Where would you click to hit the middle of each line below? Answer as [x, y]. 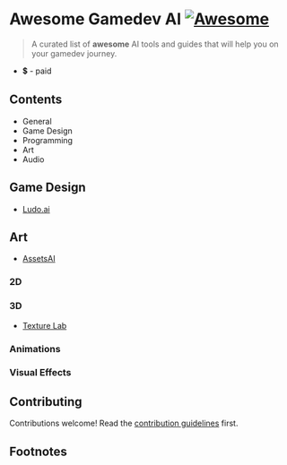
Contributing [46, 402]
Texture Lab [44, 325]
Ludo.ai [36, 209]
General [37, 121]
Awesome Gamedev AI [96, 19]
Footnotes [38, 451]
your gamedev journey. [74, 53]
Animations [35, 349]
